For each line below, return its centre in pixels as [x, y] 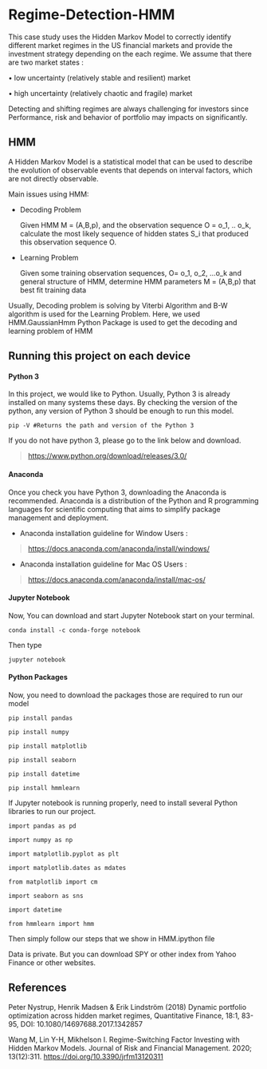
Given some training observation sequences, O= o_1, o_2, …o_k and [130, 272]
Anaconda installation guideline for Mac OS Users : [103, 564]
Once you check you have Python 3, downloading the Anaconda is [118, 492]
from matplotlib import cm [53, 882]
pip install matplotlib [48, 746]
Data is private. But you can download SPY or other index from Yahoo [122, 954]
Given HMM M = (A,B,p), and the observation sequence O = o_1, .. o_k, [135, 225]
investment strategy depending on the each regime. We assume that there [130, 54]
